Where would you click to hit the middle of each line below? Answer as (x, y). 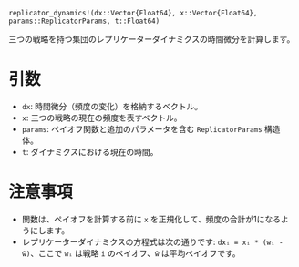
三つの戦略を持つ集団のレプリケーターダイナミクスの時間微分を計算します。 (152, 39)
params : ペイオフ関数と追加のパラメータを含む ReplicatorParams (142, 128)
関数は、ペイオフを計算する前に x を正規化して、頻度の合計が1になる (151, 219)
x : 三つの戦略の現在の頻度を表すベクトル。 (102, 118)
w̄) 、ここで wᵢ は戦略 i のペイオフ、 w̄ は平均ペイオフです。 (131, 253)
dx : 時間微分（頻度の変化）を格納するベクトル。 (112, 106)
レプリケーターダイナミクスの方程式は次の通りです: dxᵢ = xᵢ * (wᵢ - (152, 241)
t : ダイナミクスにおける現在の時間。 (90, 151)
